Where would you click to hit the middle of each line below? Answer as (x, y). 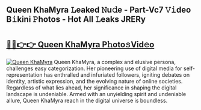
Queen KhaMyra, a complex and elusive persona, (115, 62)
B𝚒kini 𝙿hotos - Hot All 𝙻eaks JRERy (76, 20)
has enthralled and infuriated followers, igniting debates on (117, 75)
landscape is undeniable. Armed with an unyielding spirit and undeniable (96, 94)
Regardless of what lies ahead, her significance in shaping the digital (91, 88)
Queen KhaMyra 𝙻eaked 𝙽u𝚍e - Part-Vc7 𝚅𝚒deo (99, 10)
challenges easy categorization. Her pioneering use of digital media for (94, 68)
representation (24, 75)
